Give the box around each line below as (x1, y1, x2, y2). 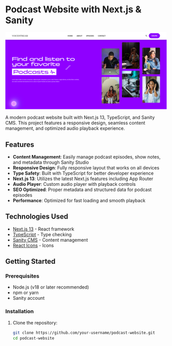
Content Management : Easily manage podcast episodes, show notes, (12, 153, 161, 160)
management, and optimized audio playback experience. (5, 125, 125, 131)
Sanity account (12, 295, 45, 301)
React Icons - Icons (12, 242, 54, 248)
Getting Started (5, 257, 56, 266)
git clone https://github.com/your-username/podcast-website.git (12, 330, 155, 335)
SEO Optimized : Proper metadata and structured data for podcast (12, 186, 152, 193)
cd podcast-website (12, 335, 55, 341)
